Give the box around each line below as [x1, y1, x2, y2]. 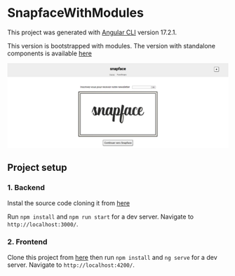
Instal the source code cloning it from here [7, 198, 130, 207]
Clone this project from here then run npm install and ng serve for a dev [7, 253, 217, 261]
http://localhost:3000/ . [7, 219, 79, 228]
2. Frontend [7, 237, 48, 247]
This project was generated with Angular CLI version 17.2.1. [7, 28, 177, 36]
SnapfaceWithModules [7, 5, 144, 21]
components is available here [7, 49, 93, 57]
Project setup [7, 162, 68, 174]
